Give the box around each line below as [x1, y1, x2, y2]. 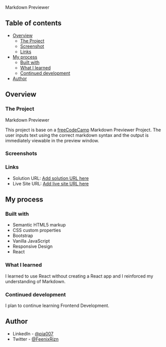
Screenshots [5, 150, 37, 157]
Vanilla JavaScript [12, 238, 50, 244]
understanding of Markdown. [5, 278, 66, 284]
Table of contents [5, 19, 62, 27]
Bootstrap [12, 233, 33, 239]
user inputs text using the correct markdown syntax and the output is [5, 132, 149, 138]
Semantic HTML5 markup [12, 222, 66, 228]
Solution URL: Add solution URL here [12, 175, 89, 181]
